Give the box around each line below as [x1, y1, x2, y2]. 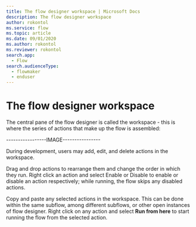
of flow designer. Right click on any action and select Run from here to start [6, 208, 190, 215]
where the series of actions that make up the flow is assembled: [6, 125, 161, 132]
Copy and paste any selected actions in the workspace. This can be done [6, 195, 184, 202]
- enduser [11, 74, 35, 80]
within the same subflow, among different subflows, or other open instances [6, 202, 190, 209]
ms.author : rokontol [6, 42, 57, 48]
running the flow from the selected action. [6, 214, 107, 221]
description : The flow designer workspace [6, 14, 111, 20]
